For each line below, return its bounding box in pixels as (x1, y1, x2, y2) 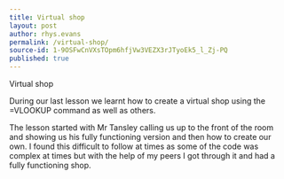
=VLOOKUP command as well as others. (9, 105, 156, 115)
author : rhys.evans (9, 29, 82, 38)
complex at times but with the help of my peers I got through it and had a (9, 151, 275, 160)
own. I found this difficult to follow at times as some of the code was (9, 141, 259, 152)
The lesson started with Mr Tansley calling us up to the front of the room (9, 122, 274, 133)
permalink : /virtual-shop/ (9, 37, 109, 47)
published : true (9, 54, 69, 63)
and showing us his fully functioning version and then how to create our (9, 132, 272, 142)
